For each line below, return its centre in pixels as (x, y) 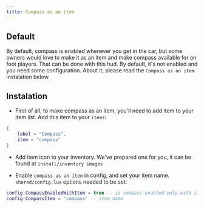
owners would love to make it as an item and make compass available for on (101, 58)
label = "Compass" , (42, 134)
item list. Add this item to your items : (61, 117)
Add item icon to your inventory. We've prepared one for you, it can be (103, 157)
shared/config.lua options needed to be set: (71, 182)
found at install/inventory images (59, 163)
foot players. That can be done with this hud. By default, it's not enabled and (102, 64)
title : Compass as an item (40, 12)
